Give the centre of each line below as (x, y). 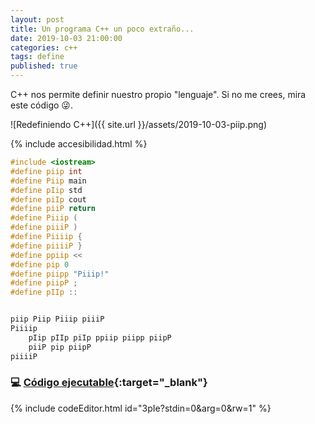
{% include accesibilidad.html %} (79, 144)
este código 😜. (41, 105)
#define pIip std (46, 190)
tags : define (37, 57)
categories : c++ (44, 47)
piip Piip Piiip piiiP (57, 319)
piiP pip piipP (60, 347)
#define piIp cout (48, 199)
